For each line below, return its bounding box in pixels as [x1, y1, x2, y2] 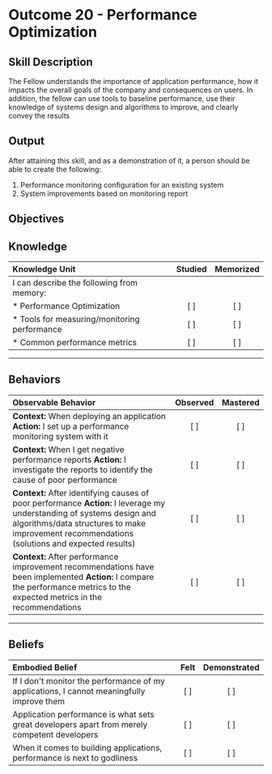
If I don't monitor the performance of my [12, 675, 166, 687]
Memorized [214, 264, 260, 275]
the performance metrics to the [12, 581, 131, 592]
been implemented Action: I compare [12, 571, 155, 582]
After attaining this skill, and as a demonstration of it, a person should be [8, 155, 250, 165]
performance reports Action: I [12, 454, 127, 465]
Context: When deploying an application [12, 410, 166, 421]
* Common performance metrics [12, 337, 138, 349]
